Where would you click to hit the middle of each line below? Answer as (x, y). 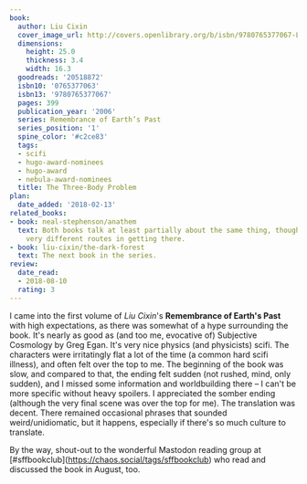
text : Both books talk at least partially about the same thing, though (159, 230)
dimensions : (41, 43)
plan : (20, 196)
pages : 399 (38, 103)
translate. (27, 432)
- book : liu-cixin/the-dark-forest (77, 247)
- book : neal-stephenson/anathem (73, 221)
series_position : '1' (59, 129)
